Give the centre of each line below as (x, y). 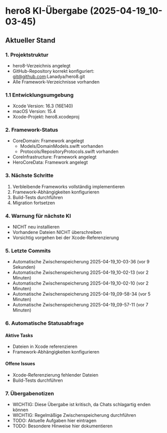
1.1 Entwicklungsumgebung (40, 95)
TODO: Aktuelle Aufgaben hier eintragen (54, 420)
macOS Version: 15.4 (34, 111)
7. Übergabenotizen (30, 393)
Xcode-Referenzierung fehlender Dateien (55, 375)
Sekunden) (24, 267)
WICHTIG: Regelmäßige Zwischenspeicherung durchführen (74, 415)
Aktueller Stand (30, 40)
